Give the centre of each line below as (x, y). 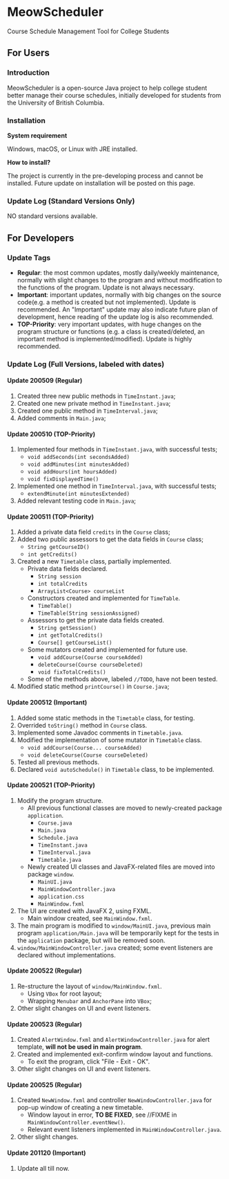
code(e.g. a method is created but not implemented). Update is (107, 302)
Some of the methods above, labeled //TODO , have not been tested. (122, 679)
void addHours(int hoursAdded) (72, 472)
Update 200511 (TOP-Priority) (51, 516)
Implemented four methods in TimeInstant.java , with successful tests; (117, 449)
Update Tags (29, 258)
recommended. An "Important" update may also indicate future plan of (118, 309)
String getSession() (67, 628)
